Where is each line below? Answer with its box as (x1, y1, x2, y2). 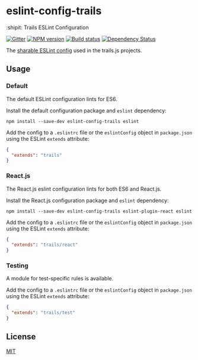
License (6, 331, 36, 342)
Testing (6, 261, 28, 270)
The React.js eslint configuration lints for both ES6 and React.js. (6, 185, 162, 192)
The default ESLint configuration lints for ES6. (6, 95, 117, 102)
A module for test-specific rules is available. (6, 275, 114, 282)
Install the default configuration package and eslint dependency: (6, 107, 167, 114)
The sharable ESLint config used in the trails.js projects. (6, 46, 142, 54)
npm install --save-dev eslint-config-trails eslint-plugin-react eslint (6, 208, 193, 214)
